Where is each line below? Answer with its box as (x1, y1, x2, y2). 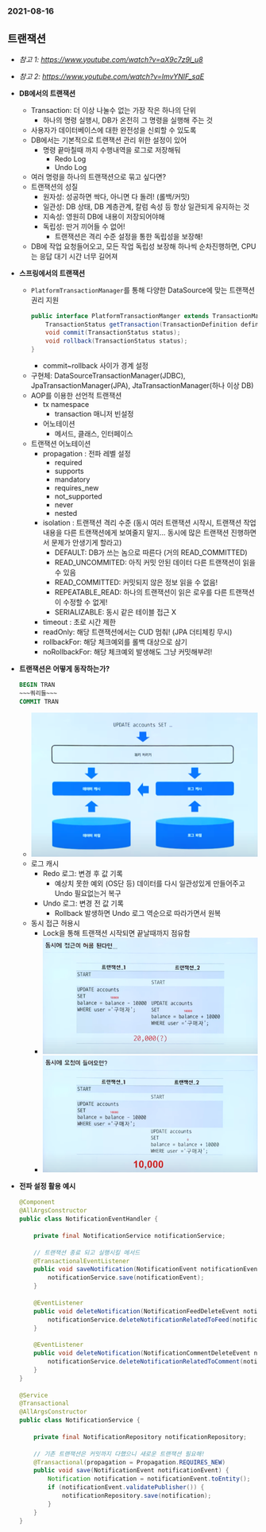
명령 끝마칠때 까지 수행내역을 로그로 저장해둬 (42, 145, 181, 154)
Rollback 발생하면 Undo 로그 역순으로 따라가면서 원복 (54, 909, 222, 918)
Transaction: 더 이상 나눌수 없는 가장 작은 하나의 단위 (30, 105, 196, 114)
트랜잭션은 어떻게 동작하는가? (18, 664, 110, 673)
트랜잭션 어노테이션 (30, 439, 91, 448)
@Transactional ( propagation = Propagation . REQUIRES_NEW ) (33, 1458, 226, 1466)
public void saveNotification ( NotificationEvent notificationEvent (33, 1266, 261, 1274)
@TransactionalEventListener (33, 1257, 130, 1265)
